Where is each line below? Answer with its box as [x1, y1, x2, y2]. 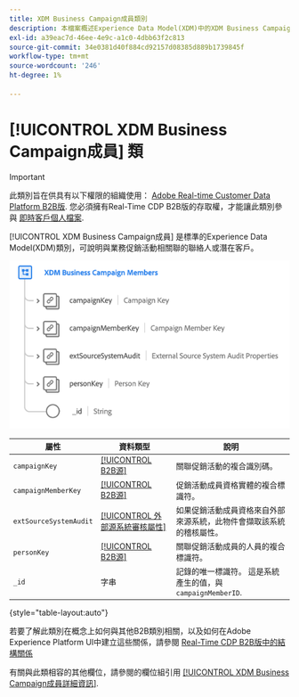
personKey [12, 548, 50, 557]
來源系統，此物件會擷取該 [175, 515, 270, 526]
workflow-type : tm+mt [9, 52, 90, 61]
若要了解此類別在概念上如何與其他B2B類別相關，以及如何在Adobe [9, 625, 252, 636]
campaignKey [12, 462, 58, 471]
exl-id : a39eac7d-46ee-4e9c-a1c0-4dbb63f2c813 [9, 33, 185, 42]
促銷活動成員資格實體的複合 [175, 480, 278, 490]
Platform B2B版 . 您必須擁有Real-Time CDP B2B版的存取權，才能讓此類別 [9, 201, 275, 211]
